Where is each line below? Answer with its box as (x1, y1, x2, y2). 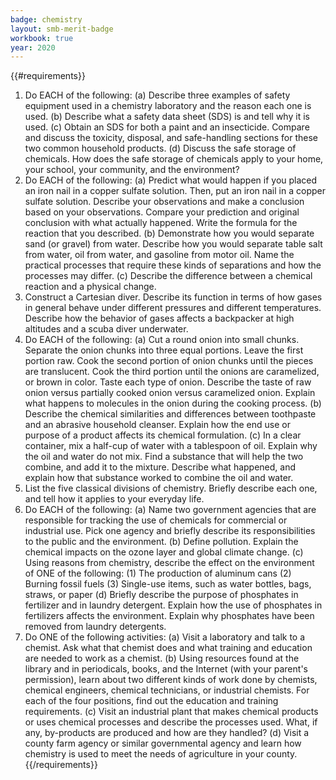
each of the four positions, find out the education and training (24, 695, 279, 707)
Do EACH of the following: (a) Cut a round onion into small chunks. (24, 334, 300, 346)
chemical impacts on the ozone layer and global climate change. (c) (24, 546, 304, 558)
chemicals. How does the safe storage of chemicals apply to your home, (24, 153, 324, 165)
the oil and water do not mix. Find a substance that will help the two (24, 451, 304, 463)
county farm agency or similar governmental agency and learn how (24, 737, 302, 750)
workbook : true (10, 33, 74, 43)
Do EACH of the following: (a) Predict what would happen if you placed (24, 174, 318, 186)
